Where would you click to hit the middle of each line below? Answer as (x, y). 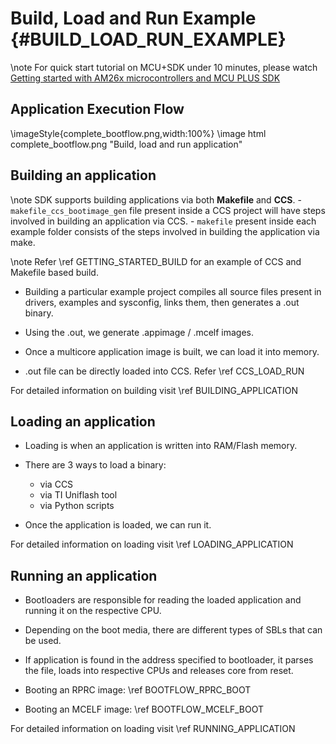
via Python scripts (77, 506)
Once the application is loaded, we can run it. (118, 525)
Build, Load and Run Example (133, 18)
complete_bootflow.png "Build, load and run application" (126, 144)
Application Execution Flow (97, 109)
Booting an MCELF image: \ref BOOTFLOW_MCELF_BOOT (144, 709)
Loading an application (83, 421)
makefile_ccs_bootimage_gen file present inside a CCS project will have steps (168, 210)
